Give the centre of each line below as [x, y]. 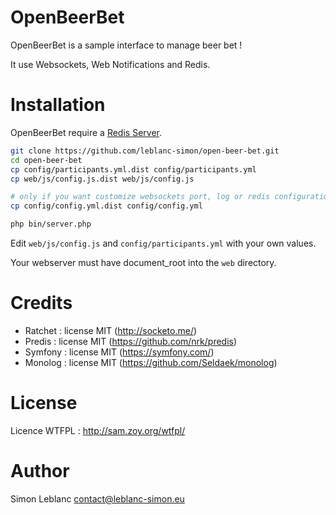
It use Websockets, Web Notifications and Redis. [110, 64]
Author [40, 471]
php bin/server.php [51, 224]
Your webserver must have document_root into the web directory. [143, 262]
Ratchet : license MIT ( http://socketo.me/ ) [111, 330]
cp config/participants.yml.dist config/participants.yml [133, 169]
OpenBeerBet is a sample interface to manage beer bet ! [126, 45]
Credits [41, 303]
